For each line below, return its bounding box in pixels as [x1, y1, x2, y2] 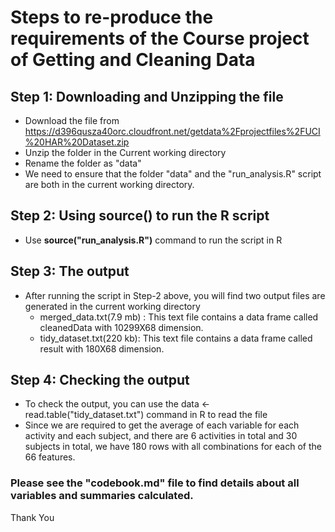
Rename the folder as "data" [24, 157, 142, 169]
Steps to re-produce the [10, 6, 214, 29]
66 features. [24, 451, 76, 463]
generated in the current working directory [24, 300, 201, 312]
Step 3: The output [10, 263, 130, 280]
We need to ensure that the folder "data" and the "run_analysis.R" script [24, 168, 322, 180]
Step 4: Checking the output [10, 372, 190, 389]
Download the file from [24, 115, 120, 126]
